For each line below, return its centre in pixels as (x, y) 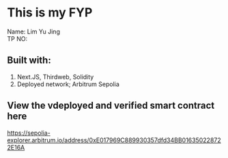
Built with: (29, 61)
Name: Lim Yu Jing (33, 31)
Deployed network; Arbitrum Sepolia (68, 84)
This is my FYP (50, 13)
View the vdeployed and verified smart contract (111, 106)
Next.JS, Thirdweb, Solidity (55, 77)
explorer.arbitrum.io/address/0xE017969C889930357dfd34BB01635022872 (114, 140)
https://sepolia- (29, 133)
